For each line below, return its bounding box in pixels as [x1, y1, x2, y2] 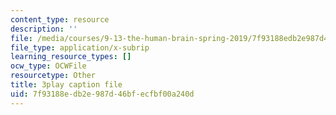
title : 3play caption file [10, 80, 123, 90]
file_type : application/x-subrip [10, 42, 150, 53]
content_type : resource [10, 14, 110, 25]
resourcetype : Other [10, 71, 97, 81]
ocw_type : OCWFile [10, 61, 87, 71]
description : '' [10, 24, 78, 34]
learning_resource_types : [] [10, 52, 132, 62]
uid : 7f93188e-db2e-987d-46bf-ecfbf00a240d [10, 89, 195, 99]
